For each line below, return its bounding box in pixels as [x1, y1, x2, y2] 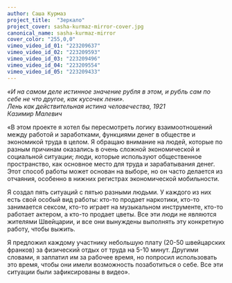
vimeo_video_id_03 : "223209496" [7, 55, 100, 62]
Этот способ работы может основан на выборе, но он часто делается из [7, 167, 223, 175]
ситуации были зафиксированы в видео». [7, 268, 130, 276]
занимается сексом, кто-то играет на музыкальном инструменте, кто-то [7, 203, 224, 211]
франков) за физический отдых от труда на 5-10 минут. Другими [7, 246, 199, 254]
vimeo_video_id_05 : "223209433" [7, 68, 100, 75]
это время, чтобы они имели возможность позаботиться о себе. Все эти [7, 260, 224, 268]
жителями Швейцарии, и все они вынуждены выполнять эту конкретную [7, 217, 224, 225]
